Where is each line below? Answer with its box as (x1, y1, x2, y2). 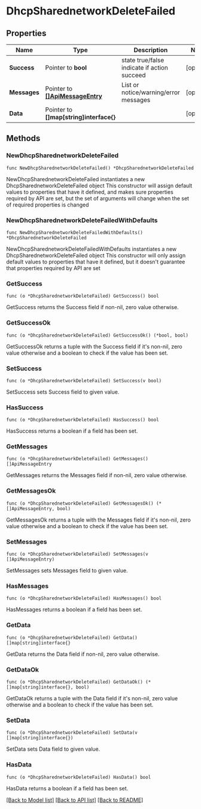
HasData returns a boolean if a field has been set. (6, 784, 129, 792)
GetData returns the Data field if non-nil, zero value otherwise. (6, 650, 160, 658)
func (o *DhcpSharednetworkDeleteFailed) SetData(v (6, 730, 138, 736)
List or (121, 81, 139, 89)
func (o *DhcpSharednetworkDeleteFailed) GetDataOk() (6, 679, 144, 685)
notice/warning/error (121, 88, 181, 97)
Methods (6, 133, 41, 143)
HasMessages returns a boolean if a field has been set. (6, 606, 142, 613)
